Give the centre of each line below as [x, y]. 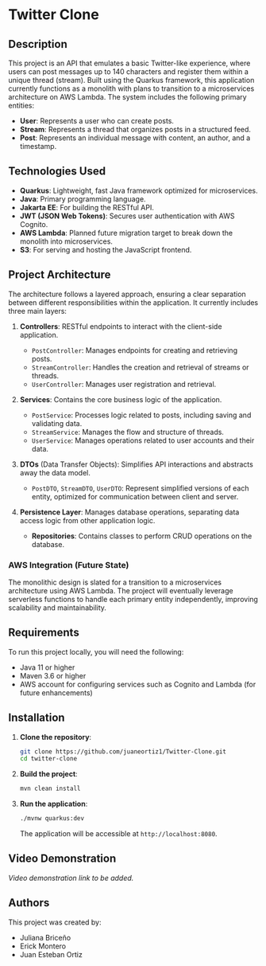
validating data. [57, 423]
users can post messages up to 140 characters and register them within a [128, 72]
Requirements [44, 633]
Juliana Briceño [45, 937]
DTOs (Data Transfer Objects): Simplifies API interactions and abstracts [137, 464]
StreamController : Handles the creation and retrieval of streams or [140, 367]
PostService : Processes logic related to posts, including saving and [141, 415]
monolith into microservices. [66, 241]
